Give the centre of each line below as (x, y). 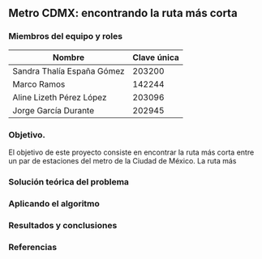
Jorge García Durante (54, 110)
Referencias (33, 247)
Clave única (156, 57)
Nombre (69, 57)
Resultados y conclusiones (63, 225)
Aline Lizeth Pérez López (60, 97)
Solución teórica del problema (69, 181)
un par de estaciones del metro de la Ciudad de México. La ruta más (122, 160)
